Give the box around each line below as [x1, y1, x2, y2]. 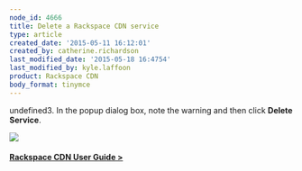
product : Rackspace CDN [9, 72, 99, 81]
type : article [9, 30, 63, 39]
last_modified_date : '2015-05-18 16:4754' [9, 55, 171, 64]
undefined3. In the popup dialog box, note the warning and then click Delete [9, 104, 293, 115]
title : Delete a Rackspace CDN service [9, 22, 160, 31]
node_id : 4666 [9, 13, 63, 22]
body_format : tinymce [9, 80, 91, 89]
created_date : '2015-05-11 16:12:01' [9, 38, 151, 48]
